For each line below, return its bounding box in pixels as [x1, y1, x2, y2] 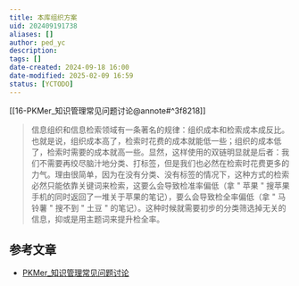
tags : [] [9, 55, 42, 63]
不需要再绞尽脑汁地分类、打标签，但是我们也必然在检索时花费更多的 [38, 157, 290, 168]
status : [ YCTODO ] [9, 80, 74, 88]
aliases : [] [9, 29, 54, 38]
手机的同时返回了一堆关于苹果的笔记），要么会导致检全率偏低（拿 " [30, 191, 277, 202]
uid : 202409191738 [9, 21, 78, 30]
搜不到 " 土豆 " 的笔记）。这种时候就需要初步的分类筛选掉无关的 [54, 202, 287, 213]
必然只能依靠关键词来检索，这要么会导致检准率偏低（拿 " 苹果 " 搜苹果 [30, 180, 290, 190]
